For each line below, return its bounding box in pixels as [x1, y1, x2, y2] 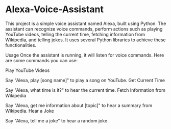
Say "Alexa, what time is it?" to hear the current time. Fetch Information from [5, 87, 166, 93]
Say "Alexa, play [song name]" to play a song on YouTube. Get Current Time [5, 77, 165, 83]
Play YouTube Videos [5, 67, 50, 73]
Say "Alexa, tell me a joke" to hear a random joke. [5, 117, 109, 123]
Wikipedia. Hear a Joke [5, 108, 55, 114]
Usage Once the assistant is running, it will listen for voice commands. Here [5, 52, 164, 58]
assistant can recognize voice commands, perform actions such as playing [5, 25, 163, 32]
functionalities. [5, 42, 37, 48]
